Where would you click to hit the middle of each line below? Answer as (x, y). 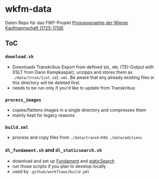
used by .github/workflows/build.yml (51, 171)
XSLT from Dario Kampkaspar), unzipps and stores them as (72, 72)
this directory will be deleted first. (46, 83)
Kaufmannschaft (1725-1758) (34, 28)
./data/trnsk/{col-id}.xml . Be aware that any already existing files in (83, 77)
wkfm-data (28, 9)
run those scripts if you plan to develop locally (59, 166)
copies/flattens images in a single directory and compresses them (79, 110)
